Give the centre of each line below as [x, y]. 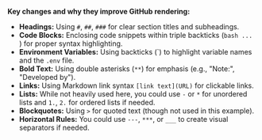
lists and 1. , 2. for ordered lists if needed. [87, 102]
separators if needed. [54, 127]
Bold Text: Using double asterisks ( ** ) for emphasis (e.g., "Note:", [127, 69]
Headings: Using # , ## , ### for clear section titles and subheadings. [129, 26]
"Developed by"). [47, 77]
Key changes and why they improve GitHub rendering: [99, 11]
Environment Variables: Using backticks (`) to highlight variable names [135, 52]
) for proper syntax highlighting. [71, 44]
